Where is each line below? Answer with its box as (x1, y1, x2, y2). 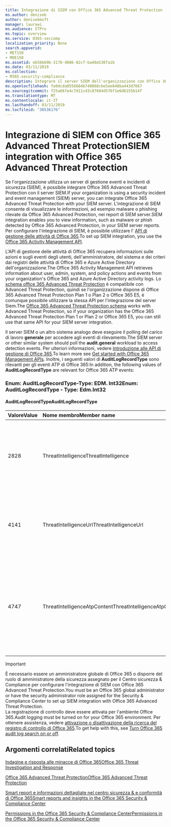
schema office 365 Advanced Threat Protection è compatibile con (5, 281, 144, 287)
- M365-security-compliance (5, 74, 65, 79)
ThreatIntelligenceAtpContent (42, 603, 113, 610)
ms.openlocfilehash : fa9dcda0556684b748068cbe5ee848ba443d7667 (5, 83, 142, 88)
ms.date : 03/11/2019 (5, 64, 49, 70)
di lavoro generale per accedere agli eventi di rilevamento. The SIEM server (5, 334, 163, 340)
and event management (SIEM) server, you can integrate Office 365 (5, 195, 147, 201)
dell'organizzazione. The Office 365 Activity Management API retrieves (5, 264, 153, 271)
